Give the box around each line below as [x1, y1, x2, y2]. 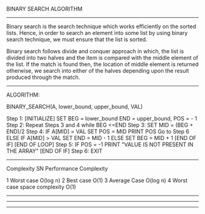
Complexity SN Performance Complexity [6, 165, 108, 172]
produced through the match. [6, 73, 81, 81]
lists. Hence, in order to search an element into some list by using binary [6, 29, 188, 36]
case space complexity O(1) [6, 183, 76, 190]
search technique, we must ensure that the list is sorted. [6, 36, 148, 43]
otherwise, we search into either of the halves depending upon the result [6, 67, 189, 74]
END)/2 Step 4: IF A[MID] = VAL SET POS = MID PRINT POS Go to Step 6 [6, 128, 190, 135]
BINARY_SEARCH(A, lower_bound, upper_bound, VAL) [6, 103, 143, 110]
